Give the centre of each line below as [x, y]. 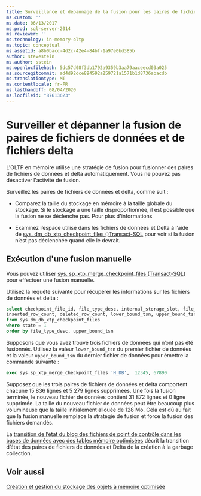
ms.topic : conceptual [33, 46]
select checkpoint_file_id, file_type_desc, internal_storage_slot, [93, 309]
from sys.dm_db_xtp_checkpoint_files [53, 320]
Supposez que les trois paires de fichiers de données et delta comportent [97, 384]
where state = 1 [26, 326]
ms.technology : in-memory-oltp [45, 40]
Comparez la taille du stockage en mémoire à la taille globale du [94, 203]
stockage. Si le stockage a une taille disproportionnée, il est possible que [105, 209]
